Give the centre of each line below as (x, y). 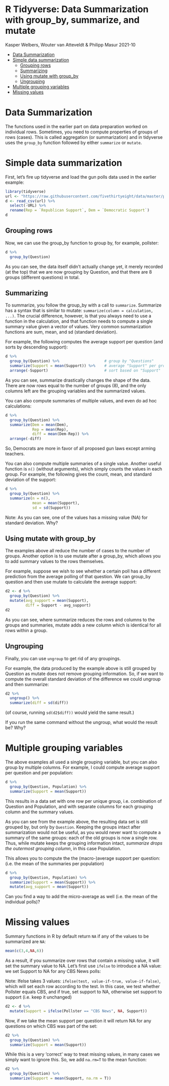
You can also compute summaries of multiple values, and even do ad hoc (81, 400)
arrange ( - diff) (26, 439)
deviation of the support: (31, 480)
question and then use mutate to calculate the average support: (71, 582)
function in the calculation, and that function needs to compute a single (79, 321)
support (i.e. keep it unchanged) (38, 997)
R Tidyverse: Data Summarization (77, 9)
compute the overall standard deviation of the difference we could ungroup (83, 679)
